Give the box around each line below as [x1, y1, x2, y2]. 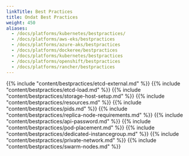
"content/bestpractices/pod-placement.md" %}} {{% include [6, 124, 155, 131]
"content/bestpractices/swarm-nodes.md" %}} [6, 143, 121, 150]
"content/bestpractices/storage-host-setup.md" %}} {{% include [6, 93, 165, 100]
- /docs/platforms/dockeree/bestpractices [11, 47, 118, 53]
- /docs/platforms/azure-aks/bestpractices [11, 42, 120, 48]
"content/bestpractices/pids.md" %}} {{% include [6, 105, 128, 113]
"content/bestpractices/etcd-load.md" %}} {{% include [6, 87, 141, 94]
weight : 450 [6, 20, 36, 26]
